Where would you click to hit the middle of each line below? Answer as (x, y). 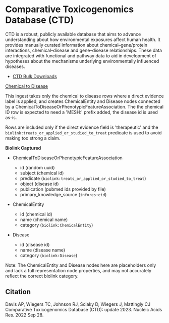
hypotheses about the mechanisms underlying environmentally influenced (82, 61)
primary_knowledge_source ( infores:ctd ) (63, 194)
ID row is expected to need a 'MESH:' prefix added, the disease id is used (81, 112)
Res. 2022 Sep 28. (24, 315)
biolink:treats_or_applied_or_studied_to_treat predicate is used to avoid (83, 132)
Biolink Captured (23, 148)
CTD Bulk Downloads (35, 76)
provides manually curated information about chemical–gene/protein (76, 45)
